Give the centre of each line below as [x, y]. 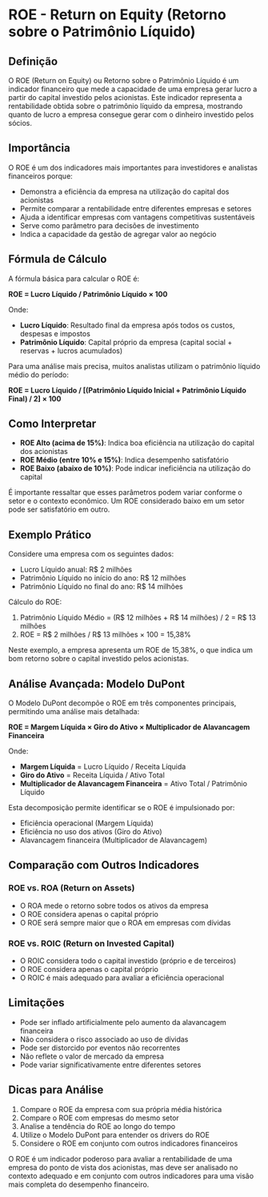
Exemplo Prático [50, 534]
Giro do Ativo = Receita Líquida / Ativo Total [92, 775]
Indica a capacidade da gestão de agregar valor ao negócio [118, 234]
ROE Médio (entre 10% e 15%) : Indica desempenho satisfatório [124, 460]
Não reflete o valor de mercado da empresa [92, 1056]
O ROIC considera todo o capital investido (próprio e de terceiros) [128, 961]
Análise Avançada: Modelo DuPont [97, 683]
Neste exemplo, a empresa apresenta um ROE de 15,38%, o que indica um [131, 650]
